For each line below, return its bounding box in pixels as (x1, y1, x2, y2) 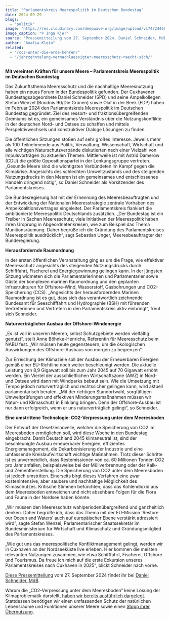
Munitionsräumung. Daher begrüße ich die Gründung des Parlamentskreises (5, 227, 164, 233)
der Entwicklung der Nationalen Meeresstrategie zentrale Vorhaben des (5, 200, 155, 206)
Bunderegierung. (5, 237, 40, 243)
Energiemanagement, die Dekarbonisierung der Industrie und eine (5, 446, 143, 452)
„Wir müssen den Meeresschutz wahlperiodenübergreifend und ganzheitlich (5, 504, 164, 510)
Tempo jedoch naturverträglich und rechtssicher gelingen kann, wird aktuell (5, 383, 163, 390)
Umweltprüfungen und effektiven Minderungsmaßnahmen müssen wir (5, 394, 152, 400)
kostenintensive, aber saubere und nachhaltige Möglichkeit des (5, 478, 138, 484)
